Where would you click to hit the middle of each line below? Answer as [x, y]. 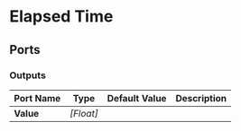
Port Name [37, 98]
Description [201, 98]
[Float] [84, 113]
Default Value [137, 98]
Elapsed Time [61, 17]
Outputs [28, 75]
